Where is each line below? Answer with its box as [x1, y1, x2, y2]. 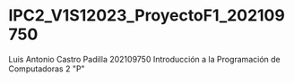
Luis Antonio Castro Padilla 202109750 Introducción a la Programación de [8, 54, 281, 64]
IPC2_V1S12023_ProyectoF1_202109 [8, 5, 286, 26]
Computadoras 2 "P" [8, 63, 86, 74]
